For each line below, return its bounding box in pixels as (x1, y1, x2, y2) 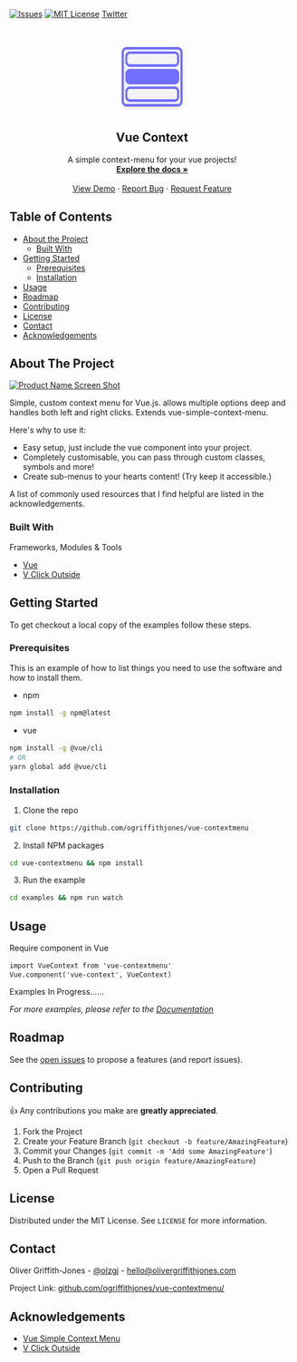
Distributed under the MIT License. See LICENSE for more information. (9, 1215, 267, 1226)
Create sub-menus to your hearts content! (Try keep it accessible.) (22, 472, 272, 482)
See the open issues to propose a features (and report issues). (9, 1054, 243, 1065)
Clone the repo (22, 804, 79, 815)
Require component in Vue (9, 943, 109, 954)
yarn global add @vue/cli (9, 763, 107, 772)
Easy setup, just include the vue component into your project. (22, 443, 252, 453)
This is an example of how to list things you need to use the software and (9, 662, 283, 673)
